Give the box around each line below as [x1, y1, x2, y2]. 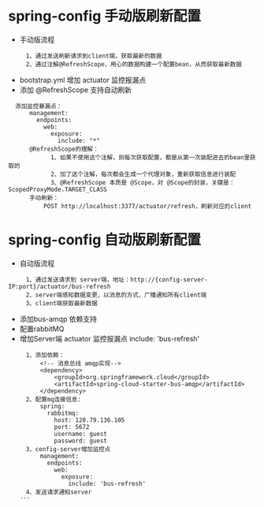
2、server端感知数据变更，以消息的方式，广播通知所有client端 [25, 291, 207, 299]
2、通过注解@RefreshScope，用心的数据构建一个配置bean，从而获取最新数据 [25, 60, 242, 68]
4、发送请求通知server [25, 488, 92, 496]
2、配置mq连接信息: [25, 395, 81, 403]
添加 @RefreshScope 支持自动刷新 [19, 84, 132, 95]
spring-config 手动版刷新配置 [8, 7, 202, 25]
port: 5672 [54, 423, 90, 431]
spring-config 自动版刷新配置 [8, 231, 202, 249]
